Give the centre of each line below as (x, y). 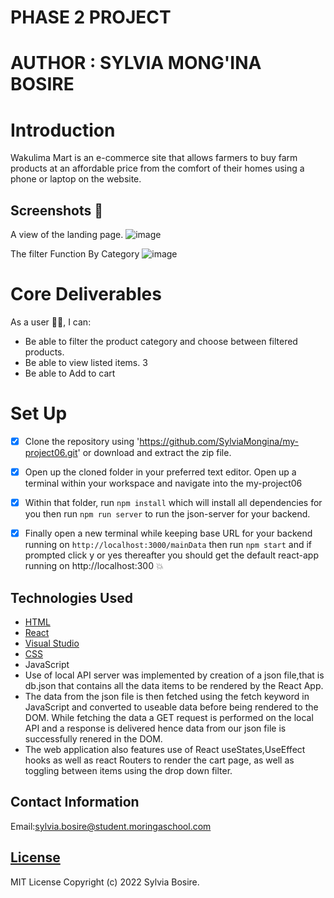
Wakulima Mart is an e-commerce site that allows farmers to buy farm (154, 158)
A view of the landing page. (67, 235)
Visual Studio (52, 643)
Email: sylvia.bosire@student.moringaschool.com (111, 826)
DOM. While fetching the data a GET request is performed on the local (169, 718)
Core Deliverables (86, 294)
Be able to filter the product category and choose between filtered (161, 342)
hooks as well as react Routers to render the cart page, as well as (159, 760)
